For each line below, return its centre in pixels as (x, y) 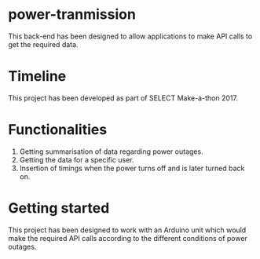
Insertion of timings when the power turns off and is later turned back (132, 168)
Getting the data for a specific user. (77, 159)
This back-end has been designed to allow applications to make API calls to (130, 36)
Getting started (59, 208)
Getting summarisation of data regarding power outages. (111, 151)
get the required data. (43, 44)
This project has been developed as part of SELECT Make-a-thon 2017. (123, 98)
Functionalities (58, 130)
